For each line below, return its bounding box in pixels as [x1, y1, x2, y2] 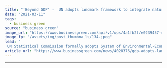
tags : [5, 16, 16, 21]
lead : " [5, 39, 21, 44]
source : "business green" [5, 26, 59, 31]
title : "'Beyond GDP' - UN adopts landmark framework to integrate [5, 7, 150, 12]
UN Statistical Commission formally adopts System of [7, 44, 121, 49]
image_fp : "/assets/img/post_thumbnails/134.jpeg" [5, 35, 112, 40]
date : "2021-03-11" [5, 12, 46, 17]
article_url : [5, 48, 32, 53]
